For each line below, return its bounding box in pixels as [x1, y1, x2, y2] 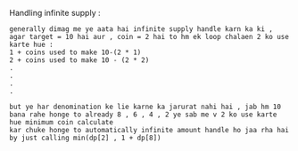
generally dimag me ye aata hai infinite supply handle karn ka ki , [9, 25, 274, 34]
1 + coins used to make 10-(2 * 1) [9, 48, 142, 57]
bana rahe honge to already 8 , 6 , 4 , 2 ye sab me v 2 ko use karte [9, 110, 277, 119]
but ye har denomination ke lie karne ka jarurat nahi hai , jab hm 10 [9, 102, 281, 111]
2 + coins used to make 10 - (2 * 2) [9, 56, 150, 65]
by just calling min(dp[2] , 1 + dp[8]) [9, 133, 162, 142]
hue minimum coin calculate [9, 118, 114, 127]
